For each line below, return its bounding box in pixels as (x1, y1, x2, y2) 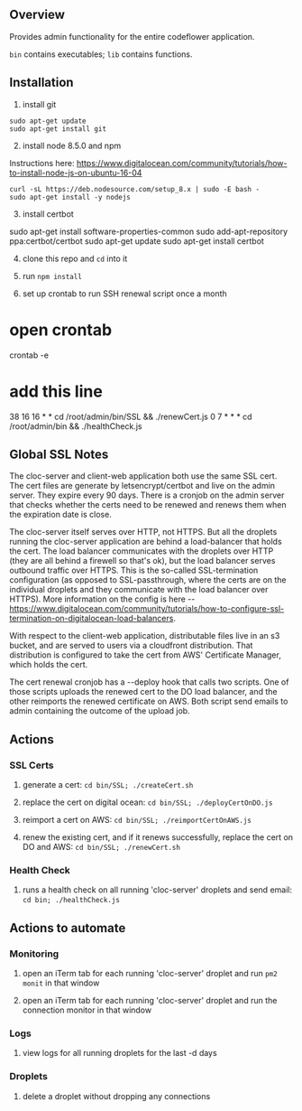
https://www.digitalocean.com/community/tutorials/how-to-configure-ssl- (9, 603, 285, 614)
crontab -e (9, 350, 50, 360)
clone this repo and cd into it (22, 253, 128, 264)
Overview (9, 7, 66, 23)
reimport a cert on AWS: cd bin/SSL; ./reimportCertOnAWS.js (22, 815, 252, 825)
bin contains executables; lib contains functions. (9, 49, 193, 60)
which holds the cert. (9, 659, 88, 670)
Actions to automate (9, 920, 126, 936)
